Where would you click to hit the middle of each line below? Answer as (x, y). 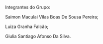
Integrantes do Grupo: (28, 7)
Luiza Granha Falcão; (27, 26)
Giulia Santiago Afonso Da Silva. (38, 36)
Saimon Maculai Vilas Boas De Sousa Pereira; (52, 17)
